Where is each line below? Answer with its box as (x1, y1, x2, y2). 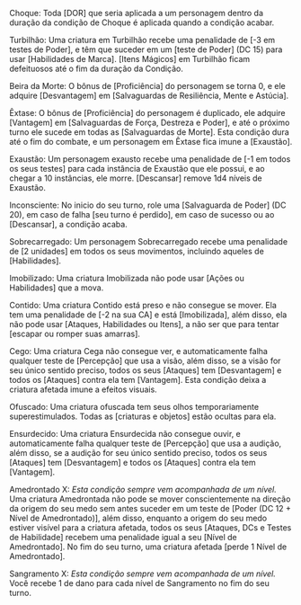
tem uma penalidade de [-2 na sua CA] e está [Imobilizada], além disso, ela (9, 309, 288, 320)
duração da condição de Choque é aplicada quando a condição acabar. (9, 17, 275, 28)
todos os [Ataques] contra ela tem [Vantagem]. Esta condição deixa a (9, 375, 267, 385)
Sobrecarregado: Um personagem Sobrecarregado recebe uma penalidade (9, 236, 288, 246)
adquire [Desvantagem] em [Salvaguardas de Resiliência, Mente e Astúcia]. (9, 90, 289, 101)
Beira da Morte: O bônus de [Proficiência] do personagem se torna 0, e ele (9, 81, 286, 91)
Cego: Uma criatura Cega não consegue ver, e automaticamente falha (9, 346, 268, 356)
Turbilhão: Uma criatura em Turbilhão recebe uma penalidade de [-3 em (9, 35, 276, 45)
